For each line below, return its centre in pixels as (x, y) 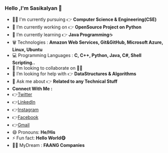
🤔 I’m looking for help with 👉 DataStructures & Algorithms (74, 74)
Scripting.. (24, 63)
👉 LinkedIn (24, 102)
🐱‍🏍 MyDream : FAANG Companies (48, 145)
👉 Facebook (25, 117)
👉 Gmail (21, 125)
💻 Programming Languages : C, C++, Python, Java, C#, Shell (77, 55)
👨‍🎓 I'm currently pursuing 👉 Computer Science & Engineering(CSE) (84, 19)
